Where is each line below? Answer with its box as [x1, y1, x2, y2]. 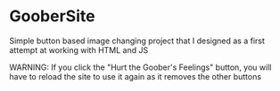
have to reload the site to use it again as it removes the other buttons [9, 71, 261, 81]
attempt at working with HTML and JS [9, 44, 149, 55]
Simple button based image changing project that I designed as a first [9, 35, 266, 46]
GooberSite [9, 6, 95, 27]
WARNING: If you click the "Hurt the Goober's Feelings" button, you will [9, 62, 272, 72]
